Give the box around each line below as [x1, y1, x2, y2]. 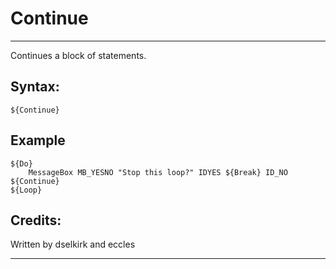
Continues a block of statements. [10, 49, 147, 61]
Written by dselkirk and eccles [10, 238, 136, 251]
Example [10, 132, 66, 149]
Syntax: [10, 78, 60, 96]
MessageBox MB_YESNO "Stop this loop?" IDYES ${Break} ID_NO [28, 167, 288, 177]
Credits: [10, 212, 62, 229]
